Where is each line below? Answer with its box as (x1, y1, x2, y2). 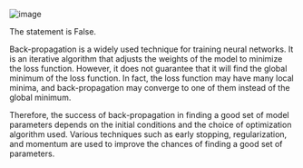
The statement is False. (9, 26, 97, 36)
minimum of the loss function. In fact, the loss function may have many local (9, 73, 294, 84)
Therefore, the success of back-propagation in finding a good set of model (9, 110, 289, 120)
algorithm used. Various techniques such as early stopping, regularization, (9, 129, 288, 140)
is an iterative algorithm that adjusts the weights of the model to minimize (9, 54, 283, 64)
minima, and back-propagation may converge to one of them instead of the (9, 83, 290, 93)
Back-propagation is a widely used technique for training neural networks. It (9, 44, 294, 54)
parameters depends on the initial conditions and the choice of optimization (9, 119, 292, 130)
